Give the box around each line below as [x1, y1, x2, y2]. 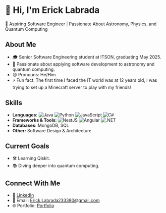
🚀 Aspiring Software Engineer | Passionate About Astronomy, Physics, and [5, 21, 157, 27]
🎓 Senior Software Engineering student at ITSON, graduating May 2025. [12, 54, 162, 60]
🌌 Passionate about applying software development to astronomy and [12, 61, 155, 67]
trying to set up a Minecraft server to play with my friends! [12, 84, 131, 90]
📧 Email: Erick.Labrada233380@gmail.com [12, 198, 100, 204]
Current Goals [5, 142, 50, 150]
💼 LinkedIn [12, 192, 34, 198]
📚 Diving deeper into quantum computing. [12, 163, 100, 169]
